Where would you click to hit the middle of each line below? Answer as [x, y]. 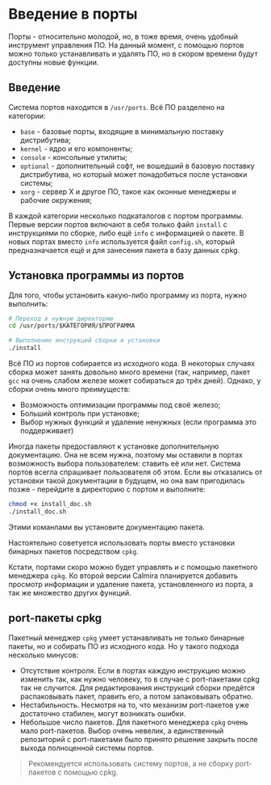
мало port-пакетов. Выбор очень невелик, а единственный [122, 730]
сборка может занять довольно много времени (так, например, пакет [129, 372]
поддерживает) [47, 431]
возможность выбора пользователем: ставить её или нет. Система [125, 464]
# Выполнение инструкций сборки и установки [84, 340]
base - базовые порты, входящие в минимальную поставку [122, 131]
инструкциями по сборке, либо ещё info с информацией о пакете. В [126, 233]
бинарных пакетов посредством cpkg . [73, 551]
